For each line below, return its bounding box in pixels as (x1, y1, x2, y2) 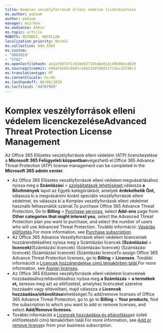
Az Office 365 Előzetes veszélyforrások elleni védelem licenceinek (12, 271, 146, 276)
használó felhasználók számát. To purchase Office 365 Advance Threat (12, 203, 155, 209)
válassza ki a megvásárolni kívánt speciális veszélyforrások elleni (12, 193, 144, 199)
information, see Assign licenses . (12, 265, 79, 271)
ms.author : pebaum (5, 12, 42, 17)
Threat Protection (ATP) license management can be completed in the (5, 163, 145, 169)
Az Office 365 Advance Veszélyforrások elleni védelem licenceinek (12, 235, 147, 240)
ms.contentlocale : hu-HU (5, 75, 55, 80)
